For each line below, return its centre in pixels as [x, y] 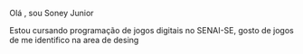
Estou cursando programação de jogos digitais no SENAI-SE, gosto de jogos [151, 30]
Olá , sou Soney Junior [52, 13]
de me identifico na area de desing [74, 40]
